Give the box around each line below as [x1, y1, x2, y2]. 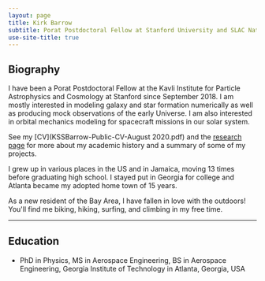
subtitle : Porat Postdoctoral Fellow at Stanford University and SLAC [8, 26, 245, 34]
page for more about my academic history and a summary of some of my [8, 141, 246, 150]
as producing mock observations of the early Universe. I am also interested [8, 109, 252, 118]
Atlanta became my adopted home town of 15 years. [8, 181, 177, 190]
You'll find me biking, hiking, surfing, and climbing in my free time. [8, 205, 223, 214]
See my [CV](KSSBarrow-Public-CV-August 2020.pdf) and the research [8, 132, 242, 142]
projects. [8, 149, 37, 158]
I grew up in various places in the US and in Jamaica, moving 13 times [8, 165, 235, 174]
